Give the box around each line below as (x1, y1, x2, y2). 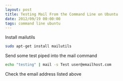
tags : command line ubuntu (5, 21, 61, 26)
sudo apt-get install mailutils (5, 44, 72, 49)
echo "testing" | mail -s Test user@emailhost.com (5, 62, 112, 67)
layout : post (5, 7, 32, 12)
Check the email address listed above (5, 71, 82, 77)
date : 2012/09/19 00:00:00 (5, 16, 61, 21)
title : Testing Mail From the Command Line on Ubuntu (5, 12, 119, 17)
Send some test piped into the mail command (5, 53, 97, 59)
